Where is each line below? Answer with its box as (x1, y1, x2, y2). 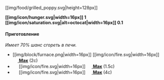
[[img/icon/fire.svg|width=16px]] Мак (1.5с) (18, 64, 115, 70)
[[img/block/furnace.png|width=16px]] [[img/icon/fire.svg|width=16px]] (12, 52, 159, 58)
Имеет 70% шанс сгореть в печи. (5, 42, 77, 48)
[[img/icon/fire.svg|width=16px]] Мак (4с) (18, 70, 112, 76)
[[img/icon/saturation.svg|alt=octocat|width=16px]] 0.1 (5, 20, 123, 25)
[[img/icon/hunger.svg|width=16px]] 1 (5, 14, 86, 20)
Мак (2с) (18, 58, 38, 64)
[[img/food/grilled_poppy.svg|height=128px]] (5, 5, 98, 10)
